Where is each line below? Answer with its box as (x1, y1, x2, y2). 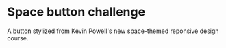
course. (7, 34, 29, 42)
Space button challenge (7, 4, 146, 20)
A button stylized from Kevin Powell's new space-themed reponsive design (7, 27, 219, 35)
